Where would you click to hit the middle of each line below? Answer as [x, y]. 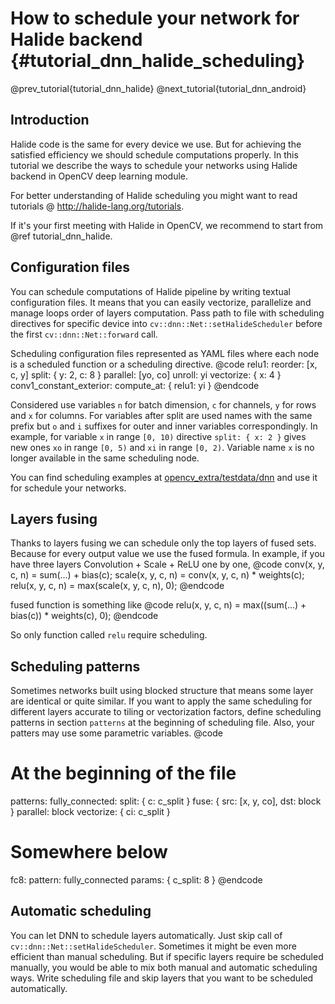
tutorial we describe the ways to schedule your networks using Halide [154, 165]
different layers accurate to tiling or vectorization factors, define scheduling [166, 712]
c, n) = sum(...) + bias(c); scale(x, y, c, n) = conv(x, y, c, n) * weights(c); [157, 575]
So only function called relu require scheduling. [109, 635]
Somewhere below [89, 852]
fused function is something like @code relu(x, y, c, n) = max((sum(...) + [158, 605]
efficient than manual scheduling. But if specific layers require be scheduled [167, 956]
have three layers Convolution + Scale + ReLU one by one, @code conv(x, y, [167, 564]
